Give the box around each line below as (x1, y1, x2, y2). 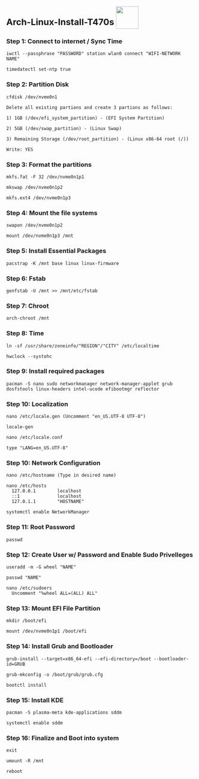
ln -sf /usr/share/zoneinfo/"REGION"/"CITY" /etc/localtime (6, 342, 160, 349)
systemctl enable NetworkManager (6, 509, 90, 515)
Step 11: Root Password (6, 523, 75, 531)
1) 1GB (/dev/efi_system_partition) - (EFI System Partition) (6, 115, 165, 121)
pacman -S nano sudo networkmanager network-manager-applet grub (6, 381, 173, 387)
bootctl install (6, 682, 47, 688)
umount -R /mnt (6, 758, 44, 764)
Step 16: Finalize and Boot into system (6, 733, 119, 742)
